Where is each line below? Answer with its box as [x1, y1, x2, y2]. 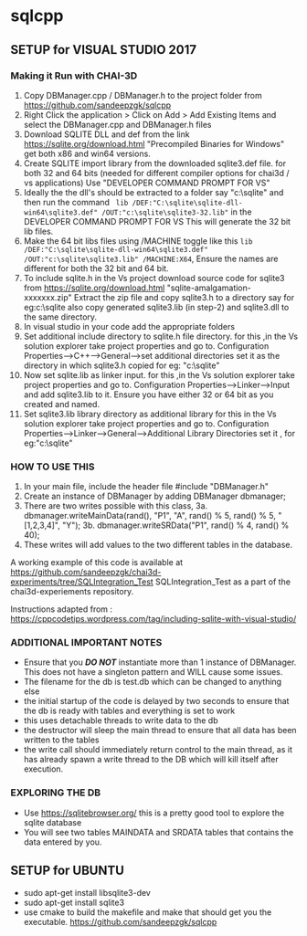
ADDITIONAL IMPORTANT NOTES [10, 636, 163, 649]
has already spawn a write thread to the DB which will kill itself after [23, 754, 279, 765]
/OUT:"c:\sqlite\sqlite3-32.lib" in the [101, 206, 252, 217]
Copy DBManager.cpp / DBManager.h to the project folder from [23, 89, 263, 100]
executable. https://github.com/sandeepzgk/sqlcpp [23, 916, 217, 927]
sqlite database [23, 816, 82, 827]
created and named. [23, 398, 100, 409]
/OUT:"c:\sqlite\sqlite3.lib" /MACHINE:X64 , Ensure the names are [23, 253, 279, 264]
